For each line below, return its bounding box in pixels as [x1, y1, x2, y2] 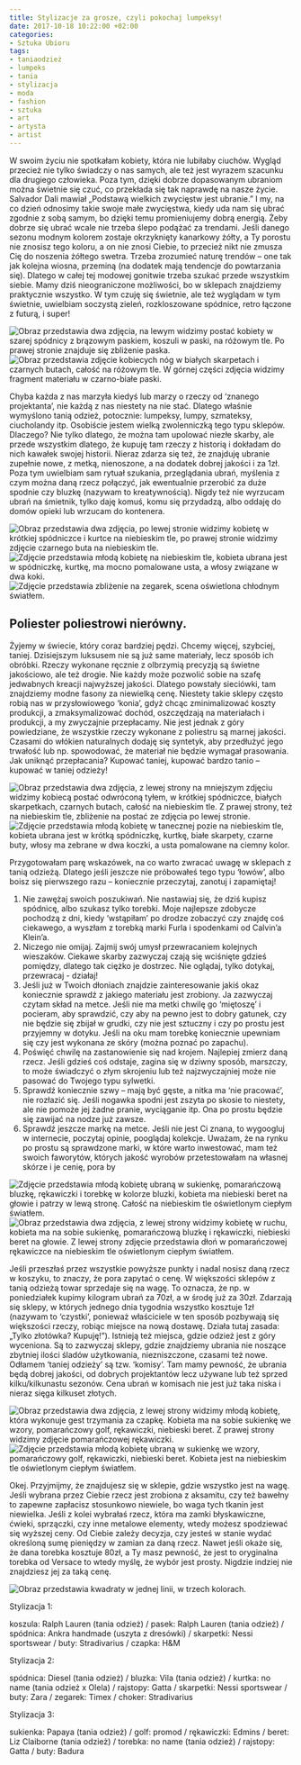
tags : [9, 47, 30, 56]
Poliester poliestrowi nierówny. [9, 616, 187, 631]
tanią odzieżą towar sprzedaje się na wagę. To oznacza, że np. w [9, 1282, 251, 1293]
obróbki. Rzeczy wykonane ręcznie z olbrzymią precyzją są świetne [9, 659, 261, 670]
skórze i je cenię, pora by [22, 1161, 116, 1172]
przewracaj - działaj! [22, 970, 99, 981]
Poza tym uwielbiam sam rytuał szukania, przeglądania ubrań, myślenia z [9, 467, 280, 478]
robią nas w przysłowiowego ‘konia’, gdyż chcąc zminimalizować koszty [9, 697, 277, 708]
